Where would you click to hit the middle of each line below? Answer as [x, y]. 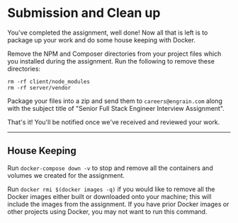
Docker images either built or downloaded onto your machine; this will [109, 196]
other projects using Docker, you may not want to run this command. [107, 211]
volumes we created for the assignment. [66, 175]
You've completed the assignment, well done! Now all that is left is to [108, 32]
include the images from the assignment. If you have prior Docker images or [118, 204]
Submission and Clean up [84, 13]
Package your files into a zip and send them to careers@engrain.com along [115, 101]
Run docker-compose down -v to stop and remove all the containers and [110, 168]
